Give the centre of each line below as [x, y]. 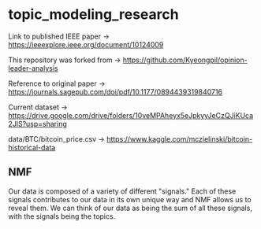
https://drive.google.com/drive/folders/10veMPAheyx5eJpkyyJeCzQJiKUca [131, 115]
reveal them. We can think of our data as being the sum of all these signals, [130, 208]
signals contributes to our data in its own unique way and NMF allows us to [130, 199]
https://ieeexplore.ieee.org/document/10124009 [86, 44]
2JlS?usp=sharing [37, 124]
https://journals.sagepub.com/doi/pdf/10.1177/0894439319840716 [116, 91]
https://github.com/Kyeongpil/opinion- [185, 60]
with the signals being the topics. [62, 216]
